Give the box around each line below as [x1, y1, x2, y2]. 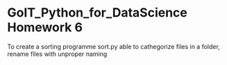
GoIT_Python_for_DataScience [7, 5, 187, 21]
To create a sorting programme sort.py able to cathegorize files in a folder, [7, 42, 220, 50]
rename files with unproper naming [7, 50, 108, 58]
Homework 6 [7, 19, 83, 35]
